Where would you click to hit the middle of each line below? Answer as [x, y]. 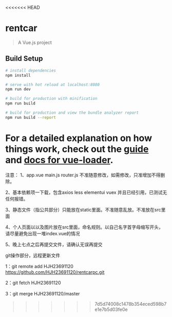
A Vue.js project [35, 42]
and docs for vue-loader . [59, 160]
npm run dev [18, 90]
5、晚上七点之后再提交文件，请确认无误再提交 [54, 244]
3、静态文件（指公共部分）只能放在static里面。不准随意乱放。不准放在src [83, 209]
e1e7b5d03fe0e [111, 309]
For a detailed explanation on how [79, 138]
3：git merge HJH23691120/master [43, 293]
